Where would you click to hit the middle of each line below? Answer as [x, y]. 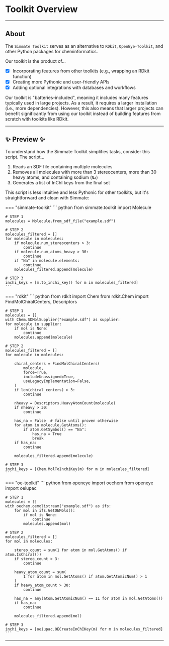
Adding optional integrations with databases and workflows [74, 87]
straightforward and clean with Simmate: [47, 197]
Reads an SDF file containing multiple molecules [62, 166]
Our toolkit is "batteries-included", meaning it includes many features [77, 97]
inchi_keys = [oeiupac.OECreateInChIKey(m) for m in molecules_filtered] [84, 629]
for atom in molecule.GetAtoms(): [50, 425]
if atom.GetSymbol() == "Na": [55, 429]
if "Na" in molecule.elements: [47, 260]
